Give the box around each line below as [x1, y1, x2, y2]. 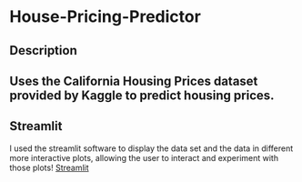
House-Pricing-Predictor [9, 6, 202, 27]
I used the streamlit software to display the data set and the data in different [9, 143, 294, 154]
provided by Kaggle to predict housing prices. [9, 87, 275, 103]
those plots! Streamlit [9, 162, 89, 173]
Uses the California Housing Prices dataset [9, 73, 258, 88]
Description [9, 43, 77, 58]
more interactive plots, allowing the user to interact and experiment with [9, 152, 279, 163]
